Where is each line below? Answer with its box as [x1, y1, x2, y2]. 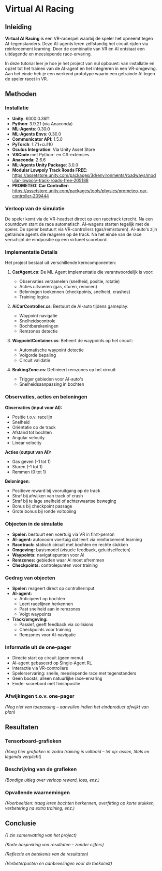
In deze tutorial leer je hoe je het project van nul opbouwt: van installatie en [5, 61, 155, 66]
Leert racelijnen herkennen [19, 601, 74, 607]
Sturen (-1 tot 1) [12, 463, 43, 469]
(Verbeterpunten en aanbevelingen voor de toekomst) [5, 860, 113, 866]
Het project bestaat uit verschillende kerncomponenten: [5, 260, 116, 265]
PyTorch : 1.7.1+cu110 [12, 141, 53, 147]
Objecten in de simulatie [5, 520, 63, 527]
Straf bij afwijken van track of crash [12, 493, 83, 498]
